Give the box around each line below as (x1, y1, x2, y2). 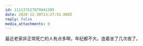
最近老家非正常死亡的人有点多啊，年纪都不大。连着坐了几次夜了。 (5, 35, 141, 41)
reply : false (5, 16, 32, 21)
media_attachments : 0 (5, 21, 50, 26)
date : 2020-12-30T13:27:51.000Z (5, 12, 72, 17)
